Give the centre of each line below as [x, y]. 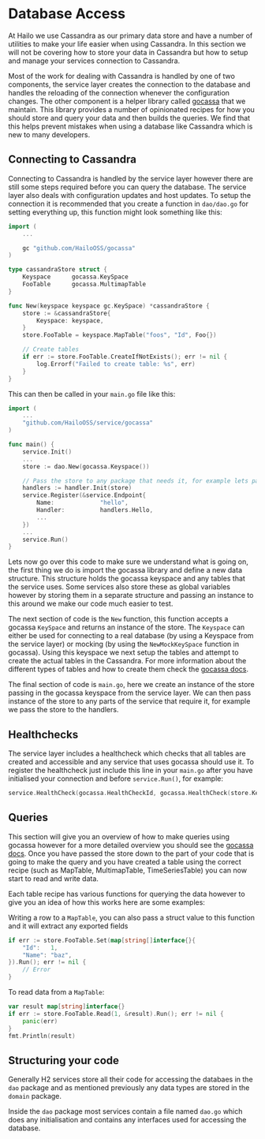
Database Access [67, 14]
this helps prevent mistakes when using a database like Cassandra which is [131, 126]
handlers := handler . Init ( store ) [77, 488]
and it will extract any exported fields [68, 926]
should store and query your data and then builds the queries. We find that [129, 118]
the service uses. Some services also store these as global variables [119, 587]
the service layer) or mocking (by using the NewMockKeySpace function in [123, 644]
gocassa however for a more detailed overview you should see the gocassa [131, 845]
